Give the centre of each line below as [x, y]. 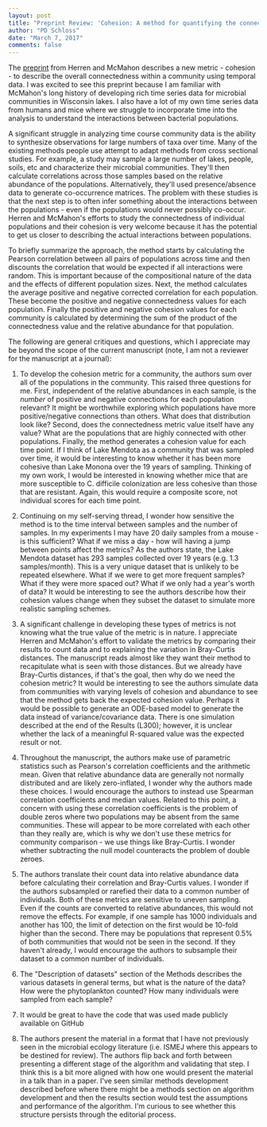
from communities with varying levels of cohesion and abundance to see [139, 692]
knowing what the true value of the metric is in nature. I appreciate [128, 633]
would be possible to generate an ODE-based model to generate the [132, 708]
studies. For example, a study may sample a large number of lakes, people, [131, 159]
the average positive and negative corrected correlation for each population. [133, 293]
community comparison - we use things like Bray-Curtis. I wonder [128, 842]
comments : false [35, 45]
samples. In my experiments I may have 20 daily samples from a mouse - [139, 533]
